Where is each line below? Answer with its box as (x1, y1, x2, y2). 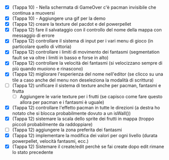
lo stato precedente (12, 149, 53, 155)
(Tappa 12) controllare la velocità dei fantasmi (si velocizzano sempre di (12, 60, 162, 66)
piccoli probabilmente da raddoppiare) (12, 121, 93, 127)
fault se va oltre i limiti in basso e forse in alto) (12, 55, 109, 61)
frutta (12, 88, 24, 94)
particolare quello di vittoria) (12, 44, 72, 50)
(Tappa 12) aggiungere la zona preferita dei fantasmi (12, 127, 122, 133)
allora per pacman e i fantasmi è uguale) (19, 99, 105, 105)
